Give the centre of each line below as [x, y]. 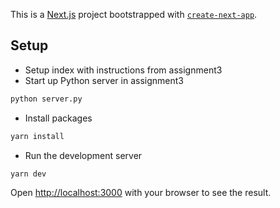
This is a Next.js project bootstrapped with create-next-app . [134, 14]
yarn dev [28, 174]
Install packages [58, 118]
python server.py [46, 99]
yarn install [37, 136]
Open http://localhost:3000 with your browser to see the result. [141, 193]
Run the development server [83, 155]
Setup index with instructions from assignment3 [123, 70]
